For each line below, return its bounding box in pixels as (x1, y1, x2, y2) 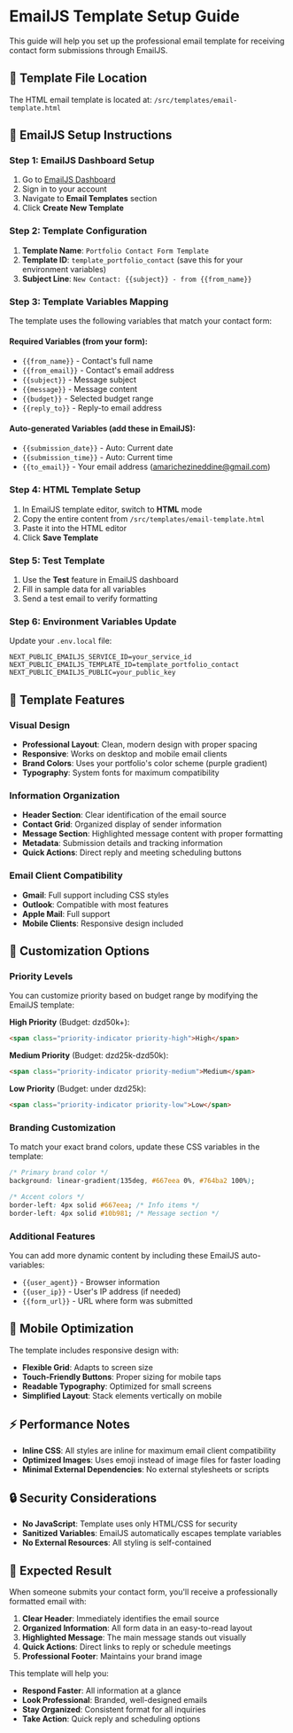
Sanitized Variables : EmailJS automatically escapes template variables (21, 1528, 281, 1539)
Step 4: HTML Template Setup (9, 483, 142, 496)
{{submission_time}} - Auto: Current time (21, 452, 173, 463)
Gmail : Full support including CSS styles (21, 890, 170, 900)
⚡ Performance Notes (9, 1417, 130, 1432)
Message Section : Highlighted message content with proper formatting (21, 828, 283, 839)
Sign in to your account (21, 184, 108, 194)
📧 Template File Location (9, 71, 148, 86)
